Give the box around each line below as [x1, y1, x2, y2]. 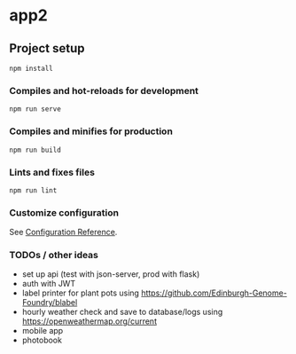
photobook [21, 334, 62, 346]
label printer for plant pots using [21, 287, 140, 298]
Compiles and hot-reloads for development [9, 84, 199, 97]
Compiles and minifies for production [9, 125, 173, 138]
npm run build [9, 146, 62, 154]
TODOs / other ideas [9, 249, 99, 262]
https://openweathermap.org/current [21, 316, 158, 326]
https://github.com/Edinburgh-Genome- [141, 287, 288, 298]
